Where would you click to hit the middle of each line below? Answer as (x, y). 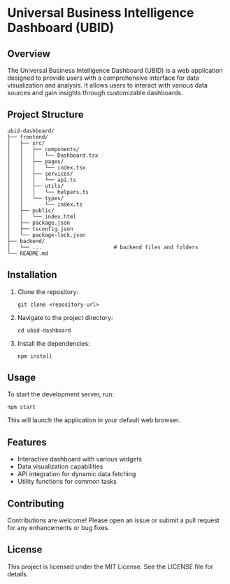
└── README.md (28, 253)
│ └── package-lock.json (46, 235)
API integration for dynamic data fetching (77, 474)
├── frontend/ (28, 137)
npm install (35, 356)
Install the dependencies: (54, 343)
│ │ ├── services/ (40, 174)
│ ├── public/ (31, 210)
